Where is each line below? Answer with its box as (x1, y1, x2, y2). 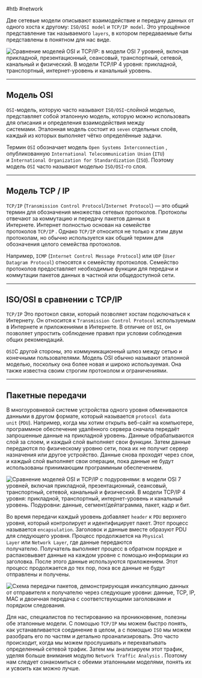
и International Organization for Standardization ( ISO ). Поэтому (6, 156, 174, 164)
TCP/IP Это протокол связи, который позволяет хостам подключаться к (6, 310, 191, 318)
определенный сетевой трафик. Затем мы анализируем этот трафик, (6, 645, 184, 653)
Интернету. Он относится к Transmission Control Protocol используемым (6, 317, 196, 324)
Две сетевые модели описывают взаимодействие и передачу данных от (6, 17, 194, 24)
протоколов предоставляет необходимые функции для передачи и (6, 265, 179, 272)
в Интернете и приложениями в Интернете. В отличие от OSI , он (6, 323, 171, 331)
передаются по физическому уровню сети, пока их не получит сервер (6, 445, 188, 452)
